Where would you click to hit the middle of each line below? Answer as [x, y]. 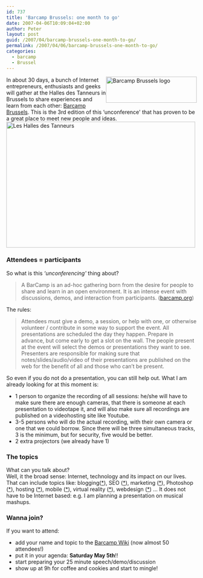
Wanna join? [25, 518]
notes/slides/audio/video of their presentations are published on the [106, 360]
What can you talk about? [38, 470]
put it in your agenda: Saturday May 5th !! [66, 556]
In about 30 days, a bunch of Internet [53, 80]
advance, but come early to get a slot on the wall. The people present [108, 340]
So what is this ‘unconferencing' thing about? [63, 273]
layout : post [23, 34]
